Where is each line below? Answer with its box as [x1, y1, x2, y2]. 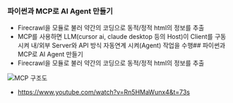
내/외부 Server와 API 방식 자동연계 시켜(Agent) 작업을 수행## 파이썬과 [30, 41, 226, 50]
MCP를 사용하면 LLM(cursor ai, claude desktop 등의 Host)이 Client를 [17, 32, 213, 41]
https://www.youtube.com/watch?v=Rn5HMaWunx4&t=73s [17, 88, 191, 97]
